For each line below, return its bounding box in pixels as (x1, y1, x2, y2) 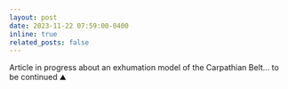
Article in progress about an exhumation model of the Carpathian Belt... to (9, 62, 280, 73)
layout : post (9, 12, 58, 22)
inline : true (9, 29, 58, 38)
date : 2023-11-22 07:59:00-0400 (9, 21, 129, 30)
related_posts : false (9, 37, 90, 47)
